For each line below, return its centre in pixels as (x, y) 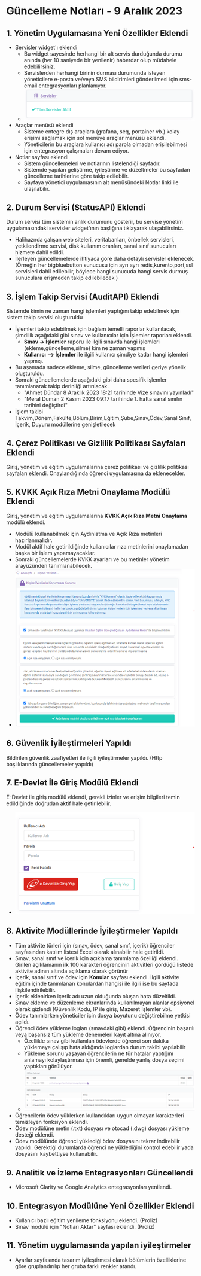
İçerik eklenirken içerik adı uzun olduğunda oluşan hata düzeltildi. (95, 996)
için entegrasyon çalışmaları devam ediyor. (77, 150)
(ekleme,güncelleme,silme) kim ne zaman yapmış (84, 348)
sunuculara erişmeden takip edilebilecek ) (66, 278)
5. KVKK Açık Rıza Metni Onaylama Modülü (88, 492)
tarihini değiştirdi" (45, 406)
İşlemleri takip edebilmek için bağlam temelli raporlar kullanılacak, (96, 329)
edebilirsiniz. (39, 66)
